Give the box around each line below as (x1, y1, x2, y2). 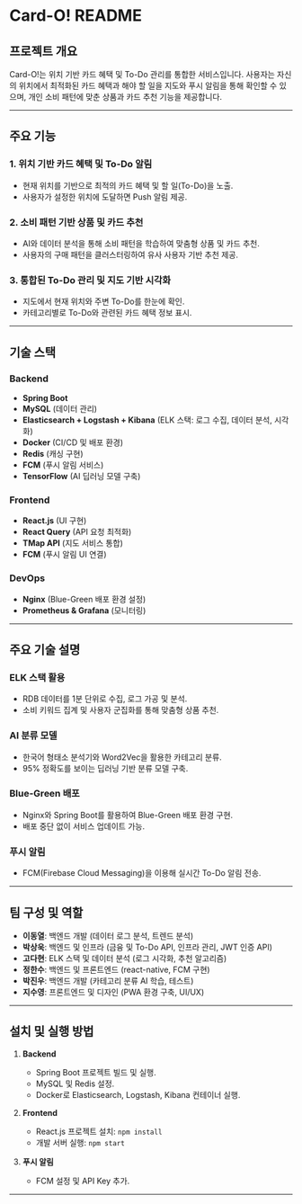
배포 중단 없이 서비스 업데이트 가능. (22, 820, 146, 832)
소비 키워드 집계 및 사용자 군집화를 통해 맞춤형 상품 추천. (22, 705, 219, 716)
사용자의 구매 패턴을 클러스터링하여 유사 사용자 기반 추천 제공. (22, 249, 239, 260)
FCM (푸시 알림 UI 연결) (22, 549, 107, 560)
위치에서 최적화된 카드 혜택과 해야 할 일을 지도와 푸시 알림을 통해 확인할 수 (18, 80, 278, 91)
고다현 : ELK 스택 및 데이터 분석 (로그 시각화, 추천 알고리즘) (22, 952, 227, 963)
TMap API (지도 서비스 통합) (22, 538, 124, 548)
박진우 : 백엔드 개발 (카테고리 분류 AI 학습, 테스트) (22, 975, 194, 985)
